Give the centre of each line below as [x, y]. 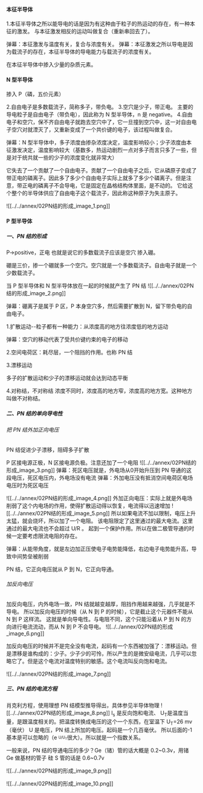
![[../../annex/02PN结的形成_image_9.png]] [59, 771]
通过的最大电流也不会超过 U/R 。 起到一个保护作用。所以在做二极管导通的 [98, 528]
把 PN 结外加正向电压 [33, 429]
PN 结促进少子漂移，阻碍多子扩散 [48, 449]
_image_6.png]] [25, 633]
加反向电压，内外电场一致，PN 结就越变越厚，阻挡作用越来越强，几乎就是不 [101, 604]
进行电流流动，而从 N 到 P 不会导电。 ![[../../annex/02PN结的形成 [92, 627]
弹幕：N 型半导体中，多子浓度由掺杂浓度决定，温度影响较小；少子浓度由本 [99, 143]
